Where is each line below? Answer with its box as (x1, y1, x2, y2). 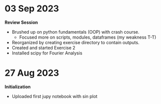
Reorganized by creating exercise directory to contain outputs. (11, 39, 140, 45)
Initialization (4, 84, 31, 90)
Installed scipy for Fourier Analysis (11, 50, 83, 56)
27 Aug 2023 (4, 67, 59, 79)
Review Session (4, 19, 38, 25)
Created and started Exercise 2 (11, 45, 75, 51)
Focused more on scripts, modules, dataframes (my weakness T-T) (19, 34, 157, 40)
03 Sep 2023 (4, 3, 59, 14)
